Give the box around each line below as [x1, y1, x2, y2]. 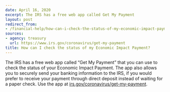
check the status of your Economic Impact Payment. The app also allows [5, 65, 157, 71]
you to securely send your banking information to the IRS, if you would [5, 70, 152, 76]
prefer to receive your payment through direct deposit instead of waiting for [5, 75, 163, 81]
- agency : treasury [5, 36, 47, 41]
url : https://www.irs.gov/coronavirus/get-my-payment [10, 41, 125, 46]
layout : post [5, 17, 33, 22]
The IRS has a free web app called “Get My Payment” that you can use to [5, 59, 158, 65]
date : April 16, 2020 [5, 7, 51, 13]
